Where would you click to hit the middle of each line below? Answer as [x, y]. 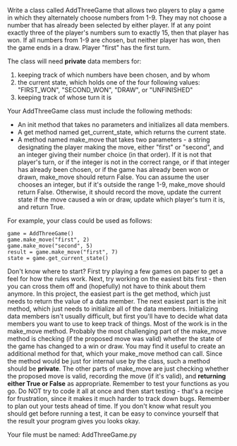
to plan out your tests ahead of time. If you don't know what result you [109, 406]
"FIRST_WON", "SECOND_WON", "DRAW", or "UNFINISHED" [105, 90]
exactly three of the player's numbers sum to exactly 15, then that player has [118, 32]
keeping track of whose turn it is [64, 97]
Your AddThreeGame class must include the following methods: [100, 111]
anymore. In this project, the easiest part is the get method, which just [109, 294]
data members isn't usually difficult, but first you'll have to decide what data [117, 316]
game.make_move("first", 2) [49, 240]
